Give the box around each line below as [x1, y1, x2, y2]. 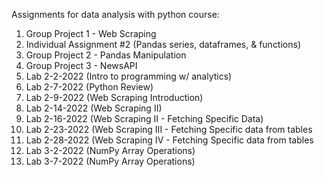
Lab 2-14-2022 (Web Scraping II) [25, 102, 163, 114]
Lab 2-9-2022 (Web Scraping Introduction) [25, 92, 204, 103]
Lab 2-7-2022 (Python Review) [25, 81, 154, 93]
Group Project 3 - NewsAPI [25, 60, 138, 71]
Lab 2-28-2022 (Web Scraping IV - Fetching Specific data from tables [25, 134, 314, 146]
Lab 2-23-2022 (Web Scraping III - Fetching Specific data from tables [25, 124, 313, 135]
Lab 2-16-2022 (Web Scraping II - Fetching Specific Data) [25, 113, 264, 124]
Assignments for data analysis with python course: [11, 9, 220, 20]
